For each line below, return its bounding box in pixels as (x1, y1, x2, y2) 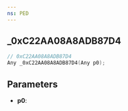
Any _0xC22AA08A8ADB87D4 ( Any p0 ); (7, 59, 106, 67)
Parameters (7, 78, 58, 90)
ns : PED (7, 10, 29, 17)
